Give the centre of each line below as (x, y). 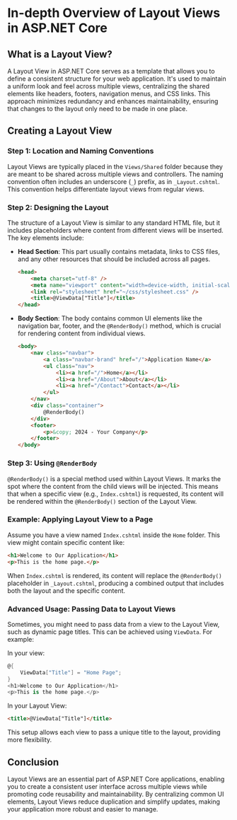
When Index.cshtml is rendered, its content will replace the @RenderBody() (115, 575)
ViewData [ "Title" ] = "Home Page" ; (71, 672)
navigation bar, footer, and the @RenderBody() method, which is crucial (119, 326)
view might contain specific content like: (66, 542)
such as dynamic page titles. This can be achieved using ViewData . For (110, 632)
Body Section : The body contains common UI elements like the (110, 318)
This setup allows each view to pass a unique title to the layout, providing (114, 732)
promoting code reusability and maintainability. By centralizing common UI (116, 794)
